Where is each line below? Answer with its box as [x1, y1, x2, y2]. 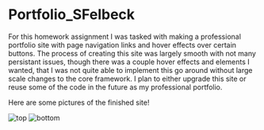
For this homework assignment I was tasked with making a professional [8, 32, 242, 41]
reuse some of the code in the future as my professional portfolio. [8, 82, 223, 92]
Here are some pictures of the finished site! [8, 97, 150, 107]
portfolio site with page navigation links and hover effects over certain [8, 40, 236, 49]
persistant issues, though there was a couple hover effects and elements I [8, 57, 250, 67]
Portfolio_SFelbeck [8, 6, 136, 24]
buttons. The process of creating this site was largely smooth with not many [8, 48, 256, 58]
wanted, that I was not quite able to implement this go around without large [8, 65, 253, 75]
